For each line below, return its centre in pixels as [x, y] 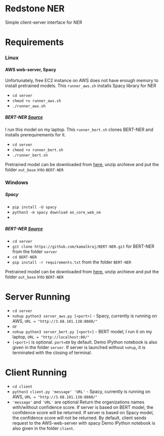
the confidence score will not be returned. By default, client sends [79, 418]
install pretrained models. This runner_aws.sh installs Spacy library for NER [81, 86]
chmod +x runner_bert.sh [38, 150]
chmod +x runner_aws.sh [37, 101]
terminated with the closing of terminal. [52, 353]
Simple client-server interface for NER [44, 22]
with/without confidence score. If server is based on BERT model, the [83, 407]
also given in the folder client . [43, 428]
